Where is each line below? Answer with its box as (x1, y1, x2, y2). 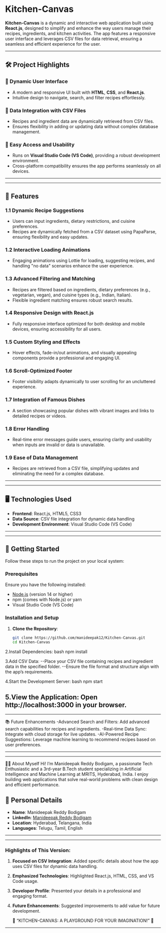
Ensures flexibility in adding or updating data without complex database (12, 123, 158, 130)
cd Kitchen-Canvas (12, 640, 50, 645)
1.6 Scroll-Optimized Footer (5, 367, 73, 374)
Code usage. (12, 878, 39, 884)
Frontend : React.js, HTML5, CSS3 (12, 511, 82, 517)
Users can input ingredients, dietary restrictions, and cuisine (12, 218, 135, 224)
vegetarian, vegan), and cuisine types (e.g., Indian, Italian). (12, 292, 132, 298)
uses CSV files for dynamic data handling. (12, 864, 98, 869)
